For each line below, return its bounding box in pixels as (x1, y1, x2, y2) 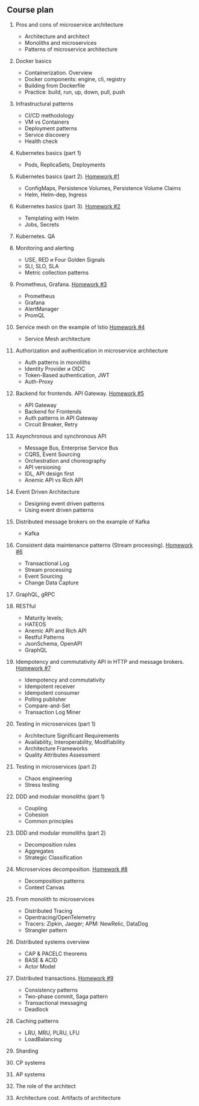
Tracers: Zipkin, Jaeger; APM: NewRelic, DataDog (24, 920, 148, 927)
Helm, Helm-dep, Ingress (24, 191, 87, 198)
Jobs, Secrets (24, 220, 60, 228)
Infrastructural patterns (15, 100, 74, 107)
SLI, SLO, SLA (24, 262, 59, 270)
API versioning (24, 463, 61, 471)
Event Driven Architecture (15, 488, 80, 495)
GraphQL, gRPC (15, 591, 55, 598)
